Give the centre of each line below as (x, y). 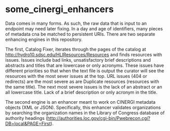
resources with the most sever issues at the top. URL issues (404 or (76, 76)
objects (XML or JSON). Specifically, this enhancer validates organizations (83, 107)
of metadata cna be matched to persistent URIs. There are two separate (80, 34)
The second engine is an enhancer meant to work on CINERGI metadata (80, 102)
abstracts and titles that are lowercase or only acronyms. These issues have (85, 65)
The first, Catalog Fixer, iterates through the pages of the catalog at (76, 49)
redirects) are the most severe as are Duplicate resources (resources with (82, 81)
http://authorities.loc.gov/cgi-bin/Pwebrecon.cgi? (99, 118)
